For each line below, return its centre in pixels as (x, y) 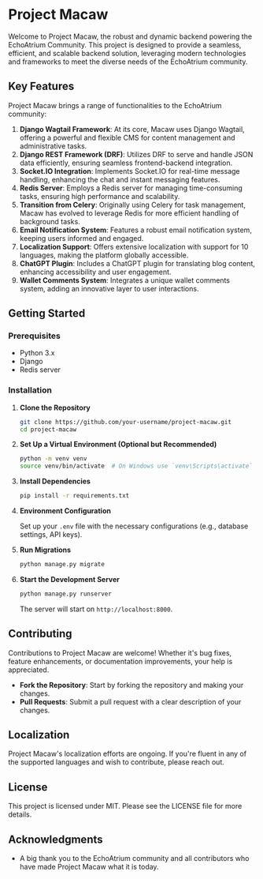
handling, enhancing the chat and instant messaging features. (120, 179)
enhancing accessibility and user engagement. (95, 272)
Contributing (40, 634)
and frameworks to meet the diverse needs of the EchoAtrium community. (128, 62)
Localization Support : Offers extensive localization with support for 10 (134, 246)
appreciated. (29, 670)
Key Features (41, 86)
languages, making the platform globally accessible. (104, 255)
